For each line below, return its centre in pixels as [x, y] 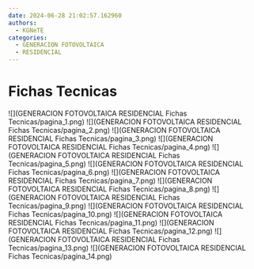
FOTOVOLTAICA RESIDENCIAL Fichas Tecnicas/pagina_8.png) [110, 189]
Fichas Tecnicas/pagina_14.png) [60, 256]
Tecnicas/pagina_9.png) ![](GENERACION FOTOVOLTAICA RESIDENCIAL [126, 206]
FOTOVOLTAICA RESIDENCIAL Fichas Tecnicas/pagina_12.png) [111, 231]
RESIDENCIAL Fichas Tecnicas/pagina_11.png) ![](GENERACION [112, 222]
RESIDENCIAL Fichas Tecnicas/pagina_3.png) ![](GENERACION [111, 138]
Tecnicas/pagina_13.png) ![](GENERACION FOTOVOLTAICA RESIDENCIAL [127, 248]
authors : [23, 23]
